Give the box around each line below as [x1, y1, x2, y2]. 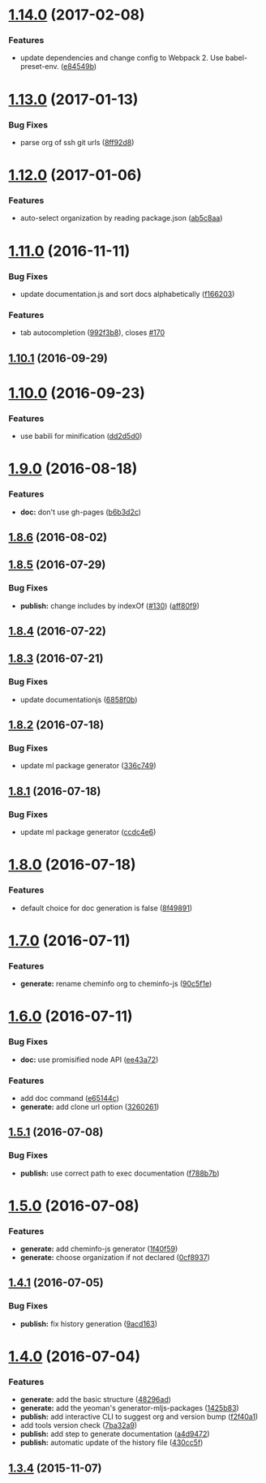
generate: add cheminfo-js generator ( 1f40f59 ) [19, 1244, 178, 1254]
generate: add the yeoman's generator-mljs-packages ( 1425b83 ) [19, 1403, 239, 1413]
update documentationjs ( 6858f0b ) [19, 694, 138, 704]
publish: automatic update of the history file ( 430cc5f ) [19, 1438, 204, 1447]
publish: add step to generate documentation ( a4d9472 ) [19, 1429, 210, 1439]
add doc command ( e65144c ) [19, 1093, 120, 1103]
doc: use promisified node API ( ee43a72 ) [19, 1055, 159, 1064]
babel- [225, 53, 248, 62]
